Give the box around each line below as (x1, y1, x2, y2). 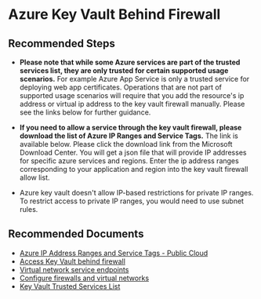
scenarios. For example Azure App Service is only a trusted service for (19, 75, 250, 83)
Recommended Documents (8, 228, 144, 241)
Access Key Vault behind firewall (19, 257, 125, 266)
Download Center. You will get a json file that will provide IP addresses (19, 148, 247, 157)
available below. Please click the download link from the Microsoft (19, 140, 233, 148)
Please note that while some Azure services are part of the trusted (19, 57, 241, 67)
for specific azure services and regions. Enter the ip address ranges (19, 156, 239, 166)
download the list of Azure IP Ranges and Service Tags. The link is (19, 131, 239, 140)
